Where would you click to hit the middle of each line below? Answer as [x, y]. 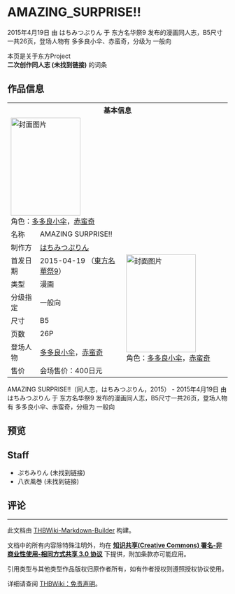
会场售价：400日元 [71, 370]
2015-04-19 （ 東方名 [77, 261]
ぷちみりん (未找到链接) [51, 472]
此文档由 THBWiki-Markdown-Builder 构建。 [71, 530]
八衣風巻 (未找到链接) [48, 481]
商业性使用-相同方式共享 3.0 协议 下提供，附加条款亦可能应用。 [99, 553]
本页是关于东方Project [39, 56]
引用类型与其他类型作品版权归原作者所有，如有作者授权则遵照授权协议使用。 [117, 568]
